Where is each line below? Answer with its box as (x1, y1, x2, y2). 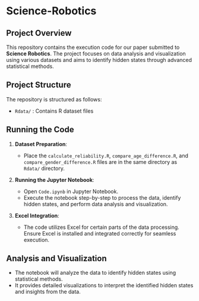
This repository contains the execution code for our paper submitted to (6, 44, 180, 51)
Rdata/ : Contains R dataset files (14, 107, 94, 114)
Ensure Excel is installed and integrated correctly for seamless (23, 229, 176, 237)
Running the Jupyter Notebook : (14, 176, 94, 183)
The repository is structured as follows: (6, 95, 102, 103)
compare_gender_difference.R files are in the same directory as (23, 158, 177, 165)
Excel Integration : (14, 212, 59, 219)
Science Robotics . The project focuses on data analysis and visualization (6, 50, 186, 57)
